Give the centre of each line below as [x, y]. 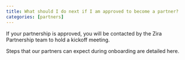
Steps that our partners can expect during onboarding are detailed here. [93, 51]
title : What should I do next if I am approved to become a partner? [92, 11]
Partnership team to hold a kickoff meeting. [58, 40]
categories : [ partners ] [35, 17]
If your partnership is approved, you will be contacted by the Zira [84, 33]
